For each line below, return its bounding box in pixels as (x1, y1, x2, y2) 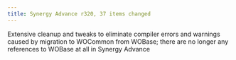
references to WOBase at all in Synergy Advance (7, 44, 151, 53)
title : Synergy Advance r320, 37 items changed (7, 10, 151, 18)
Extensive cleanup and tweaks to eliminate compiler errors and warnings (7, 30, 220, 38)
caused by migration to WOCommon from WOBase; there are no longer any (7, 37, 229, 46)
